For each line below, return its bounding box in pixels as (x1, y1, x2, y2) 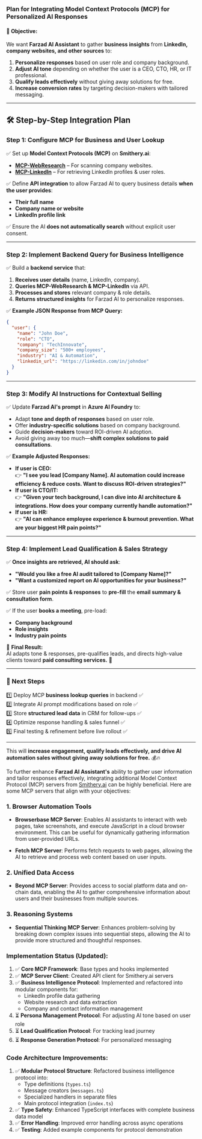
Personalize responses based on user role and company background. (14, 59, 189, 66)
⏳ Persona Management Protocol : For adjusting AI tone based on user (14, 1012, 191, 1019)
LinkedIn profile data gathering (23, 992, 100, 999)
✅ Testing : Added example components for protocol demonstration (14, 1126, 183, 1134)
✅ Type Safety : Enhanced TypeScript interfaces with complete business (14, 1106, 195, 1114)
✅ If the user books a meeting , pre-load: (6, 607, 107, 614)
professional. (14, 72, 47, 79)
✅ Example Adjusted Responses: (6, 453, 90, 460)
